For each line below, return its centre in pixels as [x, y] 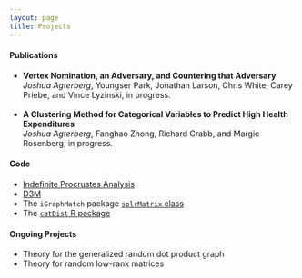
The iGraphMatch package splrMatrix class [103, 203]
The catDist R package [66, 213]
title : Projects [40, 26]
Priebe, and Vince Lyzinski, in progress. [96, 94]
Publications [34, 55]
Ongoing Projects [43, 233]
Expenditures [49, 124]
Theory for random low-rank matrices [93, 263]
